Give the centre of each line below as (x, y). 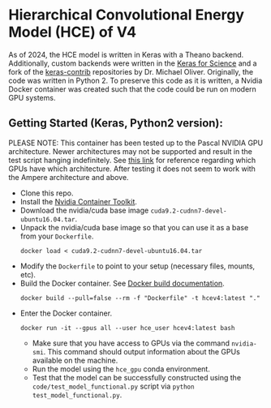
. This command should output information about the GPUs (142, 351)
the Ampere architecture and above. (69, 177)
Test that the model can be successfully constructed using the (137, 377)
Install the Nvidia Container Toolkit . (79, 201)
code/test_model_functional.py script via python (113, 386)
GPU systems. (32, 97)
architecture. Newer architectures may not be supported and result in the (131, 151)
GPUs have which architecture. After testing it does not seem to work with (132, 169)
